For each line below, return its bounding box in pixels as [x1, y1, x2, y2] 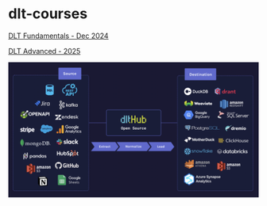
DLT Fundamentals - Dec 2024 [8, 31, 109, 40]
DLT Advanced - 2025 [8, 46, 81, 55]
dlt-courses [8, 5, 88, 23]
